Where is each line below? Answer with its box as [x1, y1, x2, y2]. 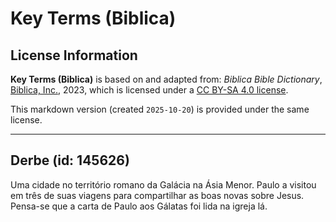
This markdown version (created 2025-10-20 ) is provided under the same [10, 103, 310, 115]
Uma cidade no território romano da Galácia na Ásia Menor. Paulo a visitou [10, 178, 317, 191]
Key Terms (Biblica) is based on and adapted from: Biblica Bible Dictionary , [10, 73, 323, 85]
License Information [10, 47, 138, 64]
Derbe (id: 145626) [10, 152, 130, 169]
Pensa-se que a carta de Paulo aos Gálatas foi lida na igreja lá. [10, 200, 268, 212]
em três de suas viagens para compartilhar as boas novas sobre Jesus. [10, 189, 305, 201]
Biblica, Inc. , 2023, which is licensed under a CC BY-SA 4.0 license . [10, 84, 289, 96]
